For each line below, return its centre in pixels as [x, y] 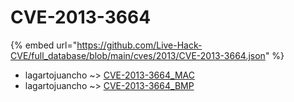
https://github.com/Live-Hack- [139, 45]
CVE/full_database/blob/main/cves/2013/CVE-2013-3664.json [138, 55]
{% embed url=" [44, 45]
